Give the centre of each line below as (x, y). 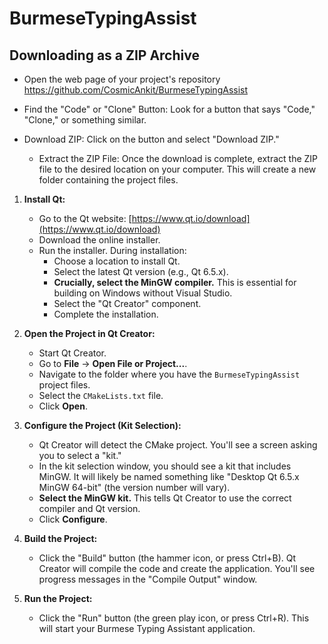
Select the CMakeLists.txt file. (101, 395)
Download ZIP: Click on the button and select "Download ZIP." (151, 139)
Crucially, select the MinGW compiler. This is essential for (175, 282)
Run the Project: (58, 598)
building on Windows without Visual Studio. (143, 293)
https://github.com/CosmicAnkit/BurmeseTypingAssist (136, 90)
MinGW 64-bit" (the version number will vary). (134, 487)
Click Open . (63, 406)
